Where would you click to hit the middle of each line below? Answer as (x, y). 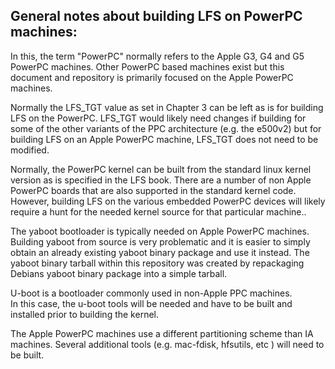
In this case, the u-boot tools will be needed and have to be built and (151, 303)
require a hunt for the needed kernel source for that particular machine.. (158, 211)
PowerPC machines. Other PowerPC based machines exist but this (147, 66)
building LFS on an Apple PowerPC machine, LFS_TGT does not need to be (164, 139)
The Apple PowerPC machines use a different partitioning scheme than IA (162, 333)
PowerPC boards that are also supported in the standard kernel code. (153, 190)
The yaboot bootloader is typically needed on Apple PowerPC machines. (160, 231)
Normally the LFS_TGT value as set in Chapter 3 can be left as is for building (167, 107)
